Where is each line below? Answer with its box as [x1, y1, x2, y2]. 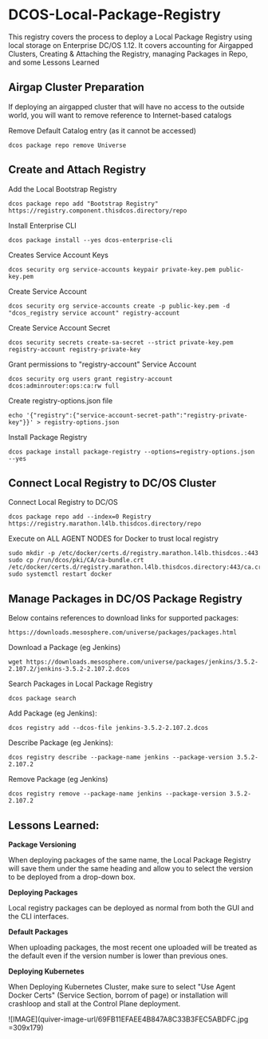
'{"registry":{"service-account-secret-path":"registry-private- [26, 411, 248, 419]
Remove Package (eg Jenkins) [8, 775, 108, 784]
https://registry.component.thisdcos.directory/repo [8, 206, 187, 215]
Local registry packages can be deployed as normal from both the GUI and [8, 903, 254, 912]
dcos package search [8, 695, 77, 703]
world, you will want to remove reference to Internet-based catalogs [8, 110, 232, 120]
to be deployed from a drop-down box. [8, 872, 136, 882]
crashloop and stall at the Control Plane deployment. [8, 999, 181, 1008]
